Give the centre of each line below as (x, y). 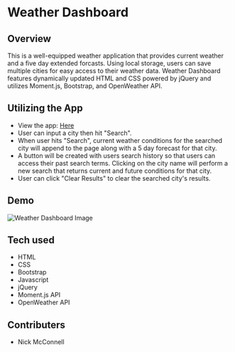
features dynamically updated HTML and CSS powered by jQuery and (109, 78)
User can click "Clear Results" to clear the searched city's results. (114, 178)
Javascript (33, 280)
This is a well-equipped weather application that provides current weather (116, 55)
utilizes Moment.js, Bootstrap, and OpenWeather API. (85, 86)
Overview (29, 39)
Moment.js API (39, 295)
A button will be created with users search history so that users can (116, 155)
